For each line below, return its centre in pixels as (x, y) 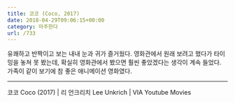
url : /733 (22, 33)
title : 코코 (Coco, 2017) (44, 14)
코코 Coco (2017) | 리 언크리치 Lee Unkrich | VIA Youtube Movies (99, 93)
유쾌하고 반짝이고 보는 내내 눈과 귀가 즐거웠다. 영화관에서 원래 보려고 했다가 (110, 54)
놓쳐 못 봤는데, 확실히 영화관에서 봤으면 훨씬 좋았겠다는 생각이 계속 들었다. (121, 63)
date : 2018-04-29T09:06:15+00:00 (56, 20)
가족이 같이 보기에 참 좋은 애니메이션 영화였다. (70, 71)
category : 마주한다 (33, 26)
